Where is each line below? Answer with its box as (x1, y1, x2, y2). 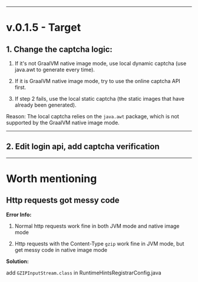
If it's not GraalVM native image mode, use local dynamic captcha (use (14, 60, 187, 67)
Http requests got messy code (6, 195, 120, 205)
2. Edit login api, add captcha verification (6, 142, 160, 152)
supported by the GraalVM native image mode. (6, 119, 120, 126)
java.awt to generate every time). (14, 66, 95, 73)
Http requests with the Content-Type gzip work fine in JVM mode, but (14, 240, 184, 247)
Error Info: (6, 211, 32, 218)
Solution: (6, 257, 29, 265)
